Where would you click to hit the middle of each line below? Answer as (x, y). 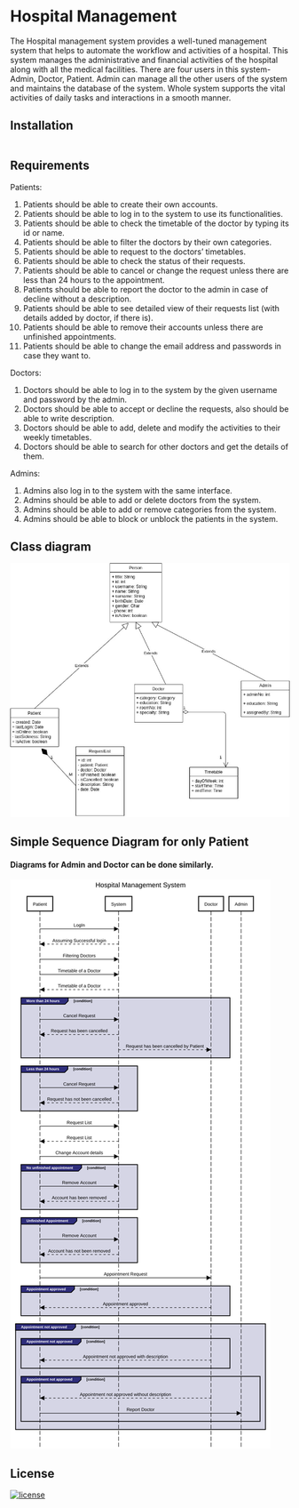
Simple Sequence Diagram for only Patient (130, 842)
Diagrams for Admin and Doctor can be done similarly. (112, 864)
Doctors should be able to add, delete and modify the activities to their (152, 428)
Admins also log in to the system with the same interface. (128, 490)
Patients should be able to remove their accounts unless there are (143, 327)
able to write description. (68, 418)
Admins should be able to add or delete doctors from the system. (142, 500)
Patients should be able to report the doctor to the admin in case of (146, 289)
